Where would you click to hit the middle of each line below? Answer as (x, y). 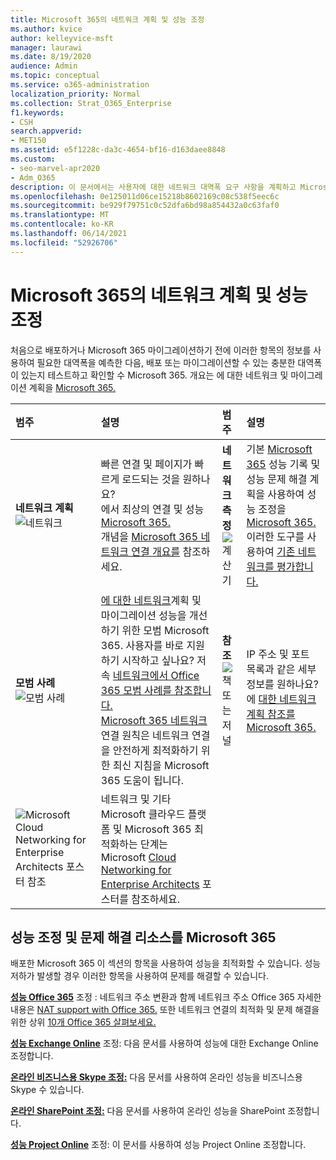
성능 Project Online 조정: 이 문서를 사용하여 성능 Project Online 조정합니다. (158, 1145)
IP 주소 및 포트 (278, 654)
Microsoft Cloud (138, 857)
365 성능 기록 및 (283, 464)
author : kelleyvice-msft (62, 38)
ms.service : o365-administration (80, 85)
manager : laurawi (46, 47)
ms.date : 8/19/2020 (51, 57)
